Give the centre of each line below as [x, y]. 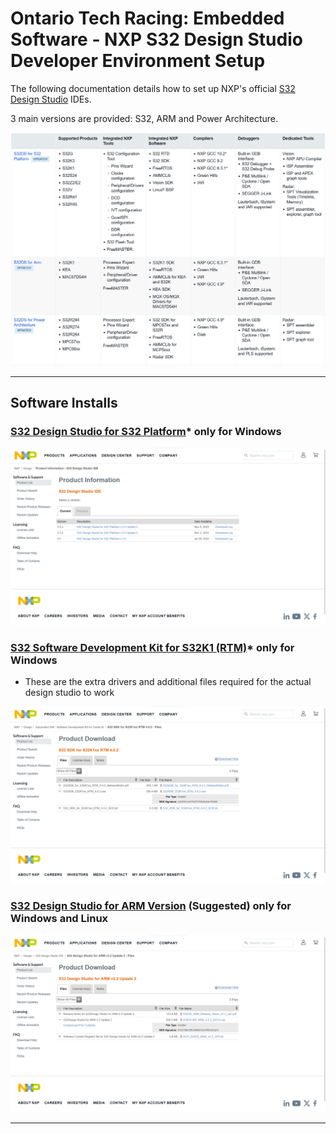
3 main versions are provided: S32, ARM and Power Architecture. [144, 118]
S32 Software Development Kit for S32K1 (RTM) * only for [152, 647]
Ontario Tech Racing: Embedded [147, 18]
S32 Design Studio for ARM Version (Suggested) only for [151, 906]
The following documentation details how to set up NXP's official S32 [153, 88]
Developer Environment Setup [138, 61]
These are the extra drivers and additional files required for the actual [168, 681]
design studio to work [69, 692]
